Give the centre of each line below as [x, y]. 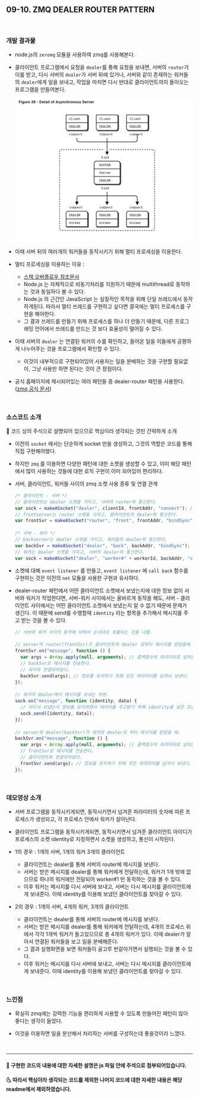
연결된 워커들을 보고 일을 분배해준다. [77, 941]
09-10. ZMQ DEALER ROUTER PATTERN [81, 10]
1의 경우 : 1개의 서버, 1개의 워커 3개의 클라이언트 [70, 852]
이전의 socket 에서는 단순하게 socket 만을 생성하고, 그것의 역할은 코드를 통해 [103, 443]
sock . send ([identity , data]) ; [57, 713]
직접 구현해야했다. [35, 451]
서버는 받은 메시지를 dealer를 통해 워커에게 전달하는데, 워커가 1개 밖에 [104, 871]
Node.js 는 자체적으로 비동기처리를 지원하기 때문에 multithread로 [99, 284]
